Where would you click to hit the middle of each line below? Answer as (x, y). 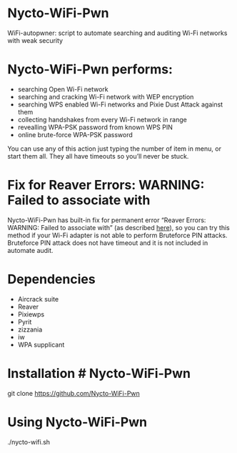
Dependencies (51, 279)
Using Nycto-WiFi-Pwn (77, 422)
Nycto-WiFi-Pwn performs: (90, 70)
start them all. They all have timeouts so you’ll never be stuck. (98, 156)
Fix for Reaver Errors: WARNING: (106, 185)
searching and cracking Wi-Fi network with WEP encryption (106, 96)
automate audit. (30, 250)
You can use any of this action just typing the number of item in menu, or (114, 149)
